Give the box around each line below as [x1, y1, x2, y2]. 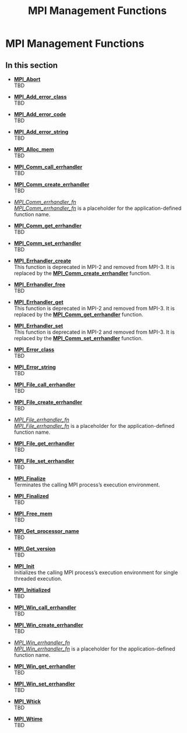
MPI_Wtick [13, 698, 41, 705]
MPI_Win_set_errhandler [13, 680, 75, 687]
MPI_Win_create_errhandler [13, 621, 83, 628]
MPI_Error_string [13, 364, 56, 371]
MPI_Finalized [13, 493, 49, 499]
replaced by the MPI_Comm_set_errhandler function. [13, 335, 143, 341]
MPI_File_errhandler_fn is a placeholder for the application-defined [13, 423, 175, 429]
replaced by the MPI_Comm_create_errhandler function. [13, 270, 151, 276]
